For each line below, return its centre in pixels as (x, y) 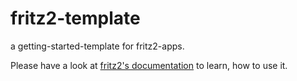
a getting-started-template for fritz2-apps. (97, 46)
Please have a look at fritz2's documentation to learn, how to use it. (149, 65)
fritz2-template (75, 18)
